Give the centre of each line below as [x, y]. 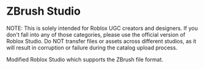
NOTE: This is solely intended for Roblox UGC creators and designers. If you [102, 28]
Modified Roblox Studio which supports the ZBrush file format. [85, 59]
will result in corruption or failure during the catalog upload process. [92, 48]
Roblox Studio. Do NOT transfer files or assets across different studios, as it [101, 41]
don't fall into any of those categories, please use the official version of [96, 34]
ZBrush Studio [44, 11]
